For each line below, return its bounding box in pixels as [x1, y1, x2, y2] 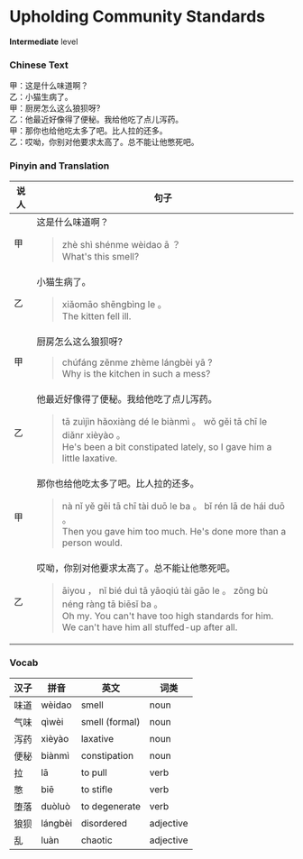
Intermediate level [9, 36, 78, 47]
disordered [80, 817, 128, 829]
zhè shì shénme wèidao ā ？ [61, 238, 181, 251]
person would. [61, 536, 124, 549]
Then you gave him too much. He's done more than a [61, 525, 287, 537]
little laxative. [61, 452, 118, 464]
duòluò [41, 800, 70, 812]
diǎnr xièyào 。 [61, 428, 126, 441]
